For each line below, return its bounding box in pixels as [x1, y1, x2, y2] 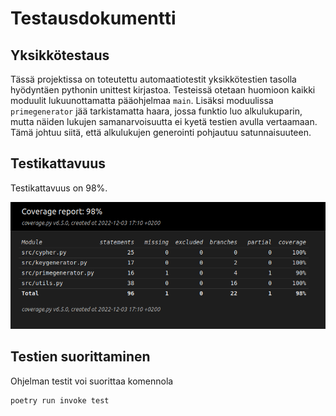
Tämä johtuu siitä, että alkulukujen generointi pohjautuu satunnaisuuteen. [10, 127, 312, 138]
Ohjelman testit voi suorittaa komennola [10, 375, 174, 387]
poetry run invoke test [10, 395, 110, 406]
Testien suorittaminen [10, 348, 151, 366]
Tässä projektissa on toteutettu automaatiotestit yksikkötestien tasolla [10, 73, 297, 85]
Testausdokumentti [10, 7, 177, 30]
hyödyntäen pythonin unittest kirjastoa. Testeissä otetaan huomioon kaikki [10, 84, 316, 96]
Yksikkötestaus [10, 47, 110, 64]
